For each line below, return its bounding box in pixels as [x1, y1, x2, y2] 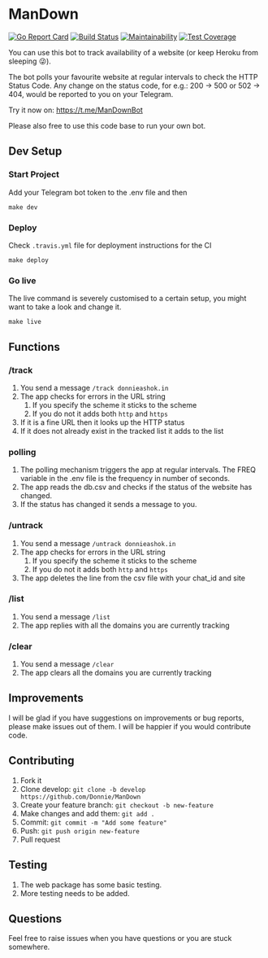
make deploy [8, 256, 49, 265]
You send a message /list [19, 611, 111, 621]
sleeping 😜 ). [8, 56, 51, 66]
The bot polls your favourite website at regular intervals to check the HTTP [8, 72, 258, 81]
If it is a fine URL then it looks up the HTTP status [19, 417, 185, 427]
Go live [8, 274, 37, 286]
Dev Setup [8, 144, 63, 159]
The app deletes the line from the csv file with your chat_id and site [19, 573, 246, 583]
